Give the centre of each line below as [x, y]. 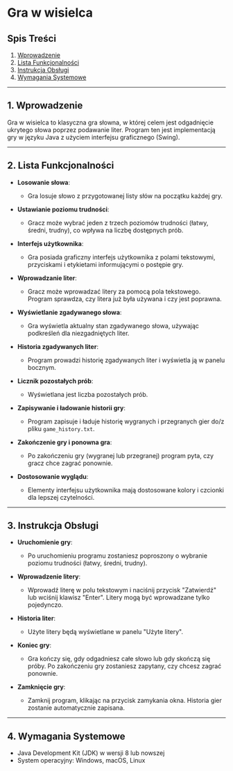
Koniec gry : [34, 645]
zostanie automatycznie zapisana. [76, 708]
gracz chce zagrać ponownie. [70, 463]
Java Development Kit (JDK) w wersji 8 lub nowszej [91, 753]
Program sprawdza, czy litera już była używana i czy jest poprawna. [124, 299]
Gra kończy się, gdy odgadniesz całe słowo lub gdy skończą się [119, 659]
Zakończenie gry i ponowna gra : [64, 442]
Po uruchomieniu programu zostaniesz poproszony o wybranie [118, 556]
